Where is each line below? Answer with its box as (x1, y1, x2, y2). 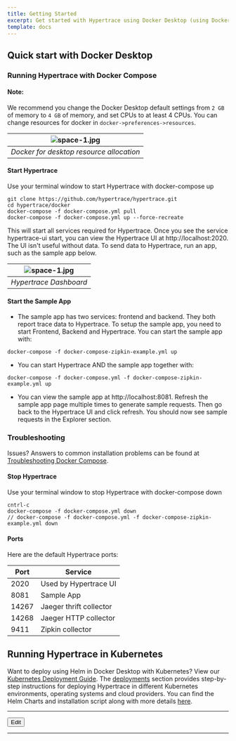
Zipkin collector (40, 624, 92, 634)
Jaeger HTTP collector (40, 613, 116, 622)
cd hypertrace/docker (7, 202, 71, 209)
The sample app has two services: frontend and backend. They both (17, 313, 216, 321)
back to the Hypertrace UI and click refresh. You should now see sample (17, 408, 228, 417)
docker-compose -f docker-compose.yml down (7, 507, 137, 515)
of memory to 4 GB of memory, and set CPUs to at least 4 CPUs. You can (7, 110, 218, 119)
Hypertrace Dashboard (11, 277, 88, 287)
